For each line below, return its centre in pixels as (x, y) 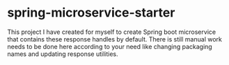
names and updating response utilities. (63, 54)
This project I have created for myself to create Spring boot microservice (112, 32)
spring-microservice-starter (91, 13)
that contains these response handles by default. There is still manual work (115, 39)
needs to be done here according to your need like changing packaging (110, 46)
